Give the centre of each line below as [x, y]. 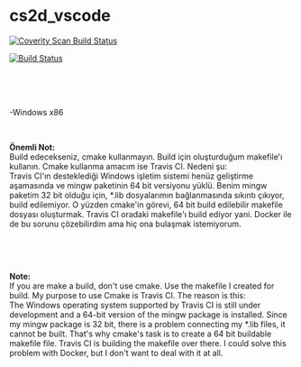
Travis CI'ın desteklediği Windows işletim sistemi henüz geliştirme [132, 176]
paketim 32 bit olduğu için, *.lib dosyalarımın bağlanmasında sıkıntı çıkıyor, [147, 195]
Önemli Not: [32, 147]
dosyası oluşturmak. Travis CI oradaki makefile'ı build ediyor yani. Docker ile [151, 214]
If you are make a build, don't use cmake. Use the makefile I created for [142, 286]
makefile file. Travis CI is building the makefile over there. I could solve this [148, 343]
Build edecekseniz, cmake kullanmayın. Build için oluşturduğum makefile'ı [146, 156]
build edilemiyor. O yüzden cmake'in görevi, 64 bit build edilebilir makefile [146, 205]
